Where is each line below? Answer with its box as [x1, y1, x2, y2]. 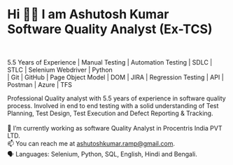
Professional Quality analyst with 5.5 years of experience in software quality [7, 94, 226, 103]
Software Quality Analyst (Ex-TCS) [7, 21, 213, 37]
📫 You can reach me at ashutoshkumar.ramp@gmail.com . [7, 139, 175, 147]
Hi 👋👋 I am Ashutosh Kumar [7, 6, 169, 22]
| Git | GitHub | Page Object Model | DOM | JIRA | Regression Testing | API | [7, 73, 224, 81]
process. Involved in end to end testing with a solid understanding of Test [7, 101, 219, 110]
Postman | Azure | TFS [7, 80, 72, 88]
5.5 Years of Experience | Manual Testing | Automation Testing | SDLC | [7, 58, 213, 66]
